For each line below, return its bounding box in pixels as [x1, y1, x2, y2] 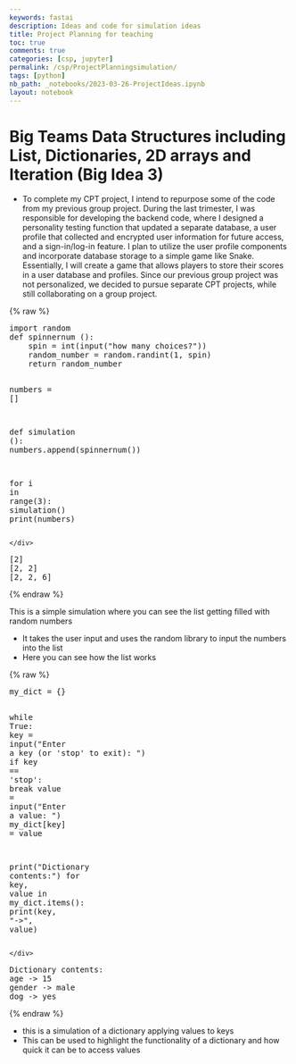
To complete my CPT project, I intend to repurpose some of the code [21, 194, 275, 205]
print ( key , [9, 907, 57, 917]
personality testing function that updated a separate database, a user [21, 222, 277, 233]
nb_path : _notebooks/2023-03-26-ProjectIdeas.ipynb [9, 80, 205, 88]
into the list [21, 642, 63, 653]
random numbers [9, 616, 73, 626]
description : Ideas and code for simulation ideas [9, 21, 201, 30]
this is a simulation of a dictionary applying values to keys [21, 1026, 234, 1036]
